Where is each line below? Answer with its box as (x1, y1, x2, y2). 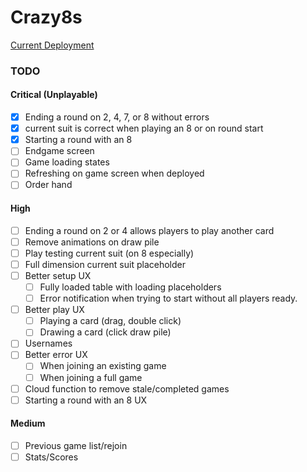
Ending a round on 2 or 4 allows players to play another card (24, 224, 275, 236)
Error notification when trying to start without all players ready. (39, 292, 298, 305)
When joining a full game (39, 371, 143, 383)
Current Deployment (10, 39, 95, 51)
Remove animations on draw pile (24, 236, 160, 248)
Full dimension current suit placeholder (24, 258, 186, 270)
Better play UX (24, 304, 85, 316)
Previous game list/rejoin (24, 439, 128, 451)
